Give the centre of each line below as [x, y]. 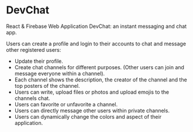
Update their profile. [39, 61]
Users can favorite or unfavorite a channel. [66, 104]
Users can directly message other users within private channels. [92, 110]
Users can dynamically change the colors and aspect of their [88, 116]
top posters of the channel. [47, 85]
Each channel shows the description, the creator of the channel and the [101, 80]
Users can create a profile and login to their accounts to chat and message [96, 44]
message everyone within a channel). [60, 73]
